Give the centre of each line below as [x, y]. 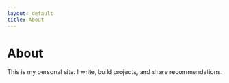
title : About [26, 20]
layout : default [30, 13]
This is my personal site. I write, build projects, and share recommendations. [115, 72]
